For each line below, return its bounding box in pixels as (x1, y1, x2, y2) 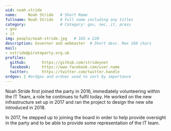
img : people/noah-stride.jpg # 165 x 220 (5, 36, 100, 41)
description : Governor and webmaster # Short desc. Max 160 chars (5, 41, 152, 46)
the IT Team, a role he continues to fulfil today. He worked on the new (5, 93, 152, 100)
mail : (5, 46, 17, 51)
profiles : (5, 55, 27, 60)
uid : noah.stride (5, 7, 42, 13)
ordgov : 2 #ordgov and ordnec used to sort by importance (5, 74, 131, 79)
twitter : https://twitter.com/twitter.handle (10, 70, 120, 75)
